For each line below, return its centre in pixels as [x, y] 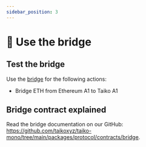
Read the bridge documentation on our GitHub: [65, 125]
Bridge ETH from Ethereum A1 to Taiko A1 [66, 91]
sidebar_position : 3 [32, 12]
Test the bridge [36, 64]
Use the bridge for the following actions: [57, 79]
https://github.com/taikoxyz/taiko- [49, 131]
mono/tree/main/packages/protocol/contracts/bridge [73, 137]
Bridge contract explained [56, 110]
